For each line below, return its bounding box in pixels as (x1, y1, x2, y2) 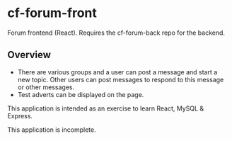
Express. (7, 111, 33, 120)
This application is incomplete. (7, 125, 97, 134)
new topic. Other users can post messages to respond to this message (17, 75, 224, 84)
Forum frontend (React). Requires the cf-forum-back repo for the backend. (7, 28, 225, 37)
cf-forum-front (7, 5, 98, 21)
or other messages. (17, 83, 75, 91)
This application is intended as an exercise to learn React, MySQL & (7, 104, 204, 113)
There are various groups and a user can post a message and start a (17, 67, 218, 76)
